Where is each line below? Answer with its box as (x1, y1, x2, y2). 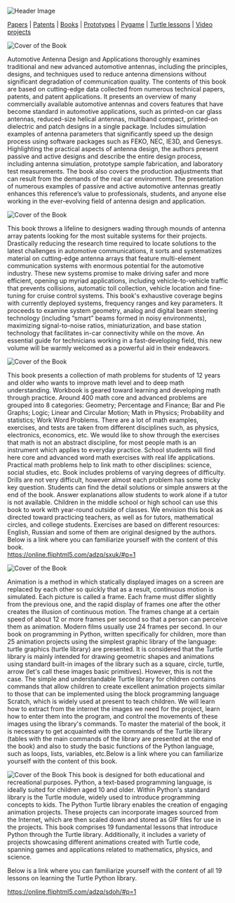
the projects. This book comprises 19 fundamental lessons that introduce (7, 823, 218, 831)
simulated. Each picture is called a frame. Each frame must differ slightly (7, 593, 217, 601)
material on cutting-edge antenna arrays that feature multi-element (7, 254, 201, 262)
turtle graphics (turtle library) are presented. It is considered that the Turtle (7, 645, 223, 653)
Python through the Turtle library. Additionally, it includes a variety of (7, 831, 206, 838)
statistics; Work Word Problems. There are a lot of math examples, (7, 416, 199, 424)
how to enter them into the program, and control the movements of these (7, 712, 218, 720)
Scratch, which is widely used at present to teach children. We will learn (7, 697, 215, 705)
